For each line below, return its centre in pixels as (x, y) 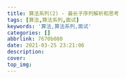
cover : (17, 58)
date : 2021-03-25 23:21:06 (46, 45)
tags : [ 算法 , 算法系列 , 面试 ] (43, 20)
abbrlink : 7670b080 (35, 39)
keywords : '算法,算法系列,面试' (49, 26)
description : (26, 52)
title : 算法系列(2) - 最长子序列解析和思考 (63, 13)
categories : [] (29, 33)
